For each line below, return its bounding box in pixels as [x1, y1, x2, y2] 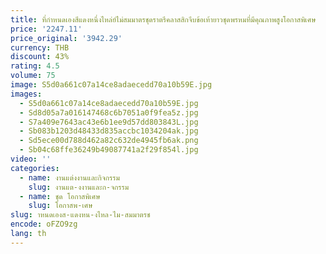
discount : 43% [10, 52, 70, 62]
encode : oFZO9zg [10, 219, 78, 230]
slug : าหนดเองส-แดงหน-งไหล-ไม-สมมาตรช [10, 210, 151, 220]
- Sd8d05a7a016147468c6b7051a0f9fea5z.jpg [19, 107, 199, 118]
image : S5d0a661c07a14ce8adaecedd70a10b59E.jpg [10, 80, 213, 90]
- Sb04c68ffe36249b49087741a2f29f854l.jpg [19, 145, 199, 155]
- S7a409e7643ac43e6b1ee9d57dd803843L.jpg [19, 117, 199, 127]
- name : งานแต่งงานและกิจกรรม [19, 172, 120, 183]
